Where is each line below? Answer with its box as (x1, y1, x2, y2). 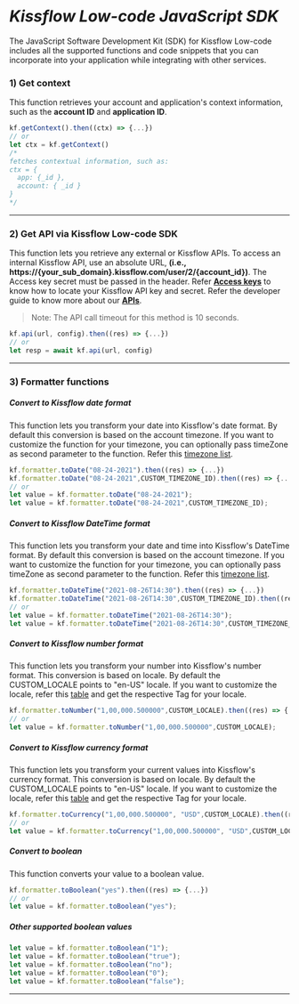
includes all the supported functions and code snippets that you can (9, 45, 259, 55)
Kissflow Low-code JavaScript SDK (9, 6, 279, 27)
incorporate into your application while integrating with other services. (9, 54, 267, 65)
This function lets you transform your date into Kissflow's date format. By (9, 420, 278, 431)
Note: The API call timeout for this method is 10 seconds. (30, 312, 239, 323)
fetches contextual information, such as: (9, 157, 169, 166)
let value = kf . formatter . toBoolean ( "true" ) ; (9, 952, 181, 961)
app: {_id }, (17, 174, 66, 182)
